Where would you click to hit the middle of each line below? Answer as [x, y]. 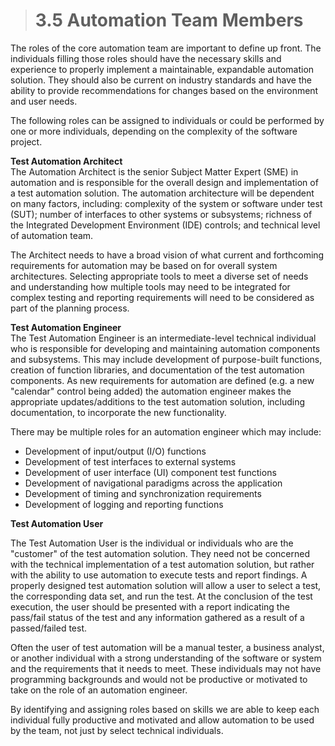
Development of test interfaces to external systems [130, 461]
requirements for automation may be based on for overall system [144, 265]
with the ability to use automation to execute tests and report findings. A [159, 575]
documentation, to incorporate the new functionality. [118, 412]
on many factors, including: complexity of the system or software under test [166, 203]
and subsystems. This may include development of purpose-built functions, [166, 359]
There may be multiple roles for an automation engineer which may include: [166, 431]
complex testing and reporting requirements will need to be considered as [162, 297]
